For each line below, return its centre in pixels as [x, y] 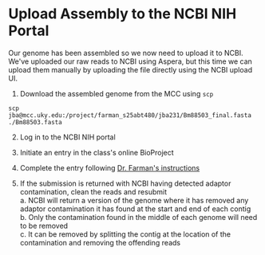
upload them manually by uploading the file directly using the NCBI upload [131, 69]
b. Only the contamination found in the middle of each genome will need [138, 217]
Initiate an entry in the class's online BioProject [97, 152]
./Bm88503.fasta [35, 122]
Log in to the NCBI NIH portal [67, 137]
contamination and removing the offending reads [100, 242]
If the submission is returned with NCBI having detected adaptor [125, 183]
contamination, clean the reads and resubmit [93, 191]
